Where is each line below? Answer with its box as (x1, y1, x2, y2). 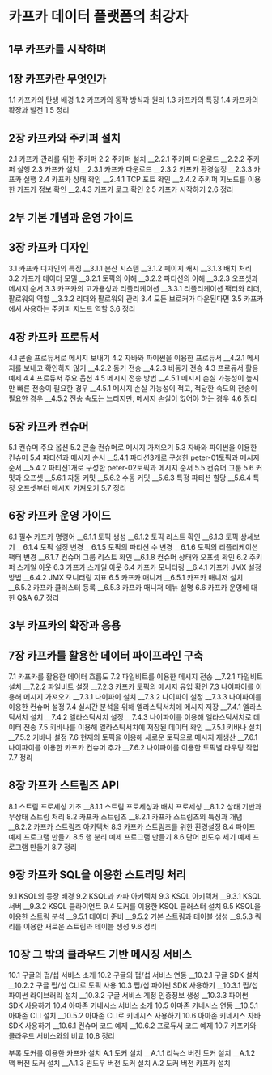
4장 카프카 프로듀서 (8, 329, 100, 344)
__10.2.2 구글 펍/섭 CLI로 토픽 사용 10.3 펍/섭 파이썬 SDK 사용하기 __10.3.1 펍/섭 (8, 980, 259, 990)
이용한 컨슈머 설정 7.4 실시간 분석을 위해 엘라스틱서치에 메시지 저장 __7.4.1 (8, 702, 241, 712)
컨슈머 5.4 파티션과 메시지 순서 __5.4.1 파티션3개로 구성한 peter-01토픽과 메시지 (8, 453, 261, 462)
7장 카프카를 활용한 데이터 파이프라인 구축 (8, 648, 204, 662)
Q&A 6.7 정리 (16, 593, 59, 602)
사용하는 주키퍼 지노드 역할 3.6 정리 (23, 304, 136, 314)
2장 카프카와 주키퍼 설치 (8, 131, 121, 145)
